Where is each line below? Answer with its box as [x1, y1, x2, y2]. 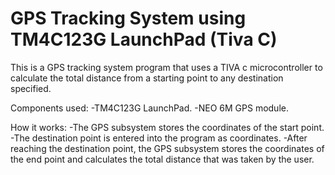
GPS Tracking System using [10, 7, 247, 30]
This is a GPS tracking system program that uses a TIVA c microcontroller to [10, 61, 323, 73]
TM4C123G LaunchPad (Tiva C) [10, 28, 278, 51]
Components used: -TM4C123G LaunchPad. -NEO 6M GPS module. [10, 102, 289, 114]
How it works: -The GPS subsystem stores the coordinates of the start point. [10, 121, 325, 133]
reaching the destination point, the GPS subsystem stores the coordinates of [10, 142, 325, 154]
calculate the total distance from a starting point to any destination [10, 72, 284, 84]
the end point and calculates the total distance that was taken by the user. [10, 153, 315, 165]
